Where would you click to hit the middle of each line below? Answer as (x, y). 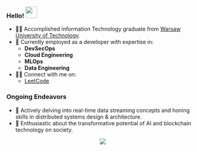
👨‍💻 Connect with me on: (46, 75)
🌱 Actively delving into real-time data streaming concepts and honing (102, 110)
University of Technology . (48, 35)
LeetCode (37, 81)
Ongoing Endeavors (36, 97)
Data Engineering (47, 68)
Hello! (15, 15)
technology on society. (44, 130)
